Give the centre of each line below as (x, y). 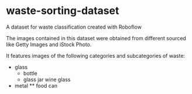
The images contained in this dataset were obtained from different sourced (96, 38)
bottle (30, 73)
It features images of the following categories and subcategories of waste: (96, 55)
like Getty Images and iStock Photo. (49, 44)
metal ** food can (36, 85)
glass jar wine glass (47, 79)
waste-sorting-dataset (63, 11)
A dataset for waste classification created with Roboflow (74, 27)
